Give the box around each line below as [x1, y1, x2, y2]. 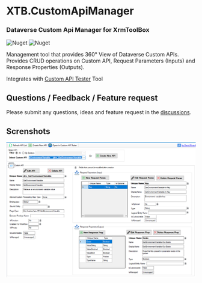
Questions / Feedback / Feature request [6, 93, 158, 103]
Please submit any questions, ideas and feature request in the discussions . [6, 109, 192, 116]
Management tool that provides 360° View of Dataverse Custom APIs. [6, 51, 179, 58]
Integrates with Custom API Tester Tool [6, 75, 103, 82]
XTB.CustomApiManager [6, 4, 134, 18]
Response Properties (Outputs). [6, 64, 85, 71]
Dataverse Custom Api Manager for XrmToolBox [6, 26, 150, 34]
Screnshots [6, 126, 50, 136]
